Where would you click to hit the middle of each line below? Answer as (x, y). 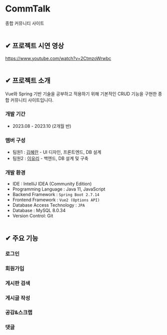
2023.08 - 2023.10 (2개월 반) (42, 126)
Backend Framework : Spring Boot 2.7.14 (56, 195)
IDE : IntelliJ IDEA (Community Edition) (52, 184)
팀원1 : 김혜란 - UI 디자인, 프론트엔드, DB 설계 (57, 152)
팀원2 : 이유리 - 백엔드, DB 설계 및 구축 (50, 158)
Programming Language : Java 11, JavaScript (59, 189)
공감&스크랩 (19, 312)
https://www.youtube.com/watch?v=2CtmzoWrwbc (58, 58)
